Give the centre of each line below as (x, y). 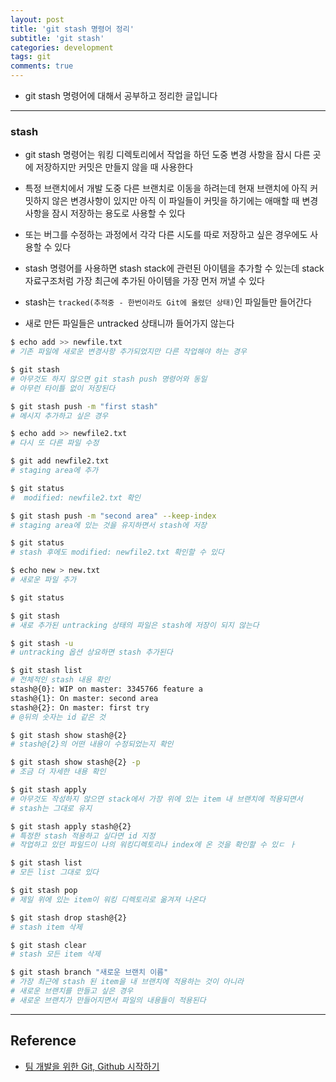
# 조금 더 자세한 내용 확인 (58, 772)
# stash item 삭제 (46, 927)
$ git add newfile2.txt (60, 461)
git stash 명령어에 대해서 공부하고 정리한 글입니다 (121, 95)
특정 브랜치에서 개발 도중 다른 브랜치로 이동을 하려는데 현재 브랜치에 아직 (166, 188)
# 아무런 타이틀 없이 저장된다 (63, 388)
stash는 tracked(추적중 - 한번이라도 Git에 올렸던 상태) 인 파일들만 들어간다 (168, 302)
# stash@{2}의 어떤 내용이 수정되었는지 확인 (92, 744)
